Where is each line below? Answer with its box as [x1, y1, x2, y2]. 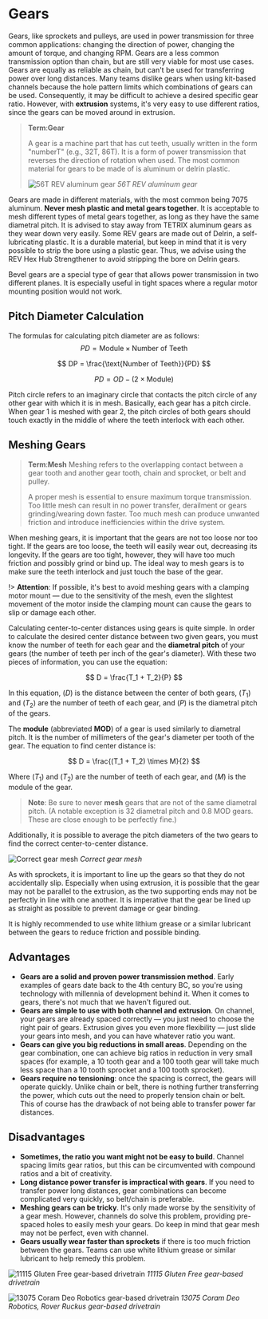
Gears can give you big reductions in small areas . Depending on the [19, 1039, 247, 1049]
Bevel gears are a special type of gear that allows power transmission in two [8, 269, 259, 279]
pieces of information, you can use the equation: [8, 657, 167, 666]
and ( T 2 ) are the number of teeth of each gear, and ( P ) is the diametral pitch [8, 698, 258, 710]
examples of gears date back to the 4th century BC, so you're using [19, 980, 243, 989]
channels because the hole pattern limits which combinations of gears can [8, 81, 254, 92]
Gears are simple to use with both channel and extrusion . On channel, [19, 1005, 255, 1015]
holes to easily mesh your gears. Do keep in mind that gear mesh [46, 1219, 260, 1229]
